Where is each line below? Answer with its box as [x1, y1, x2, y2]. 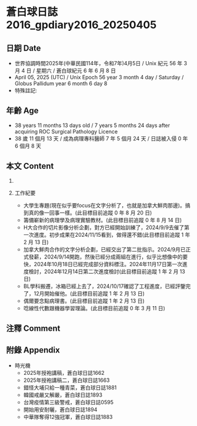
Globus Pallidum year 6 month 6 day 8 [14, 80, 108, 87]
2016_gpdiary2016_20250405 [6, 18, 157, 32]
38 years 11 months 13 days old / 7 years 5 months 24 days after [14, 122, 171, 129]
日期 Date [6, 43, 41, 53]
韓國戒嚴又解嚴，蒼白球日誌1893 [23, 391, 103, 398]
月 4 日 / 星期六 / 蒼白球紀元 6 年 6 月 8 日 [14, 67, 116, 74]
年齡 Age [6, 106, 39, 116]
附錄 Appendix [6, 345, 60, 355]
